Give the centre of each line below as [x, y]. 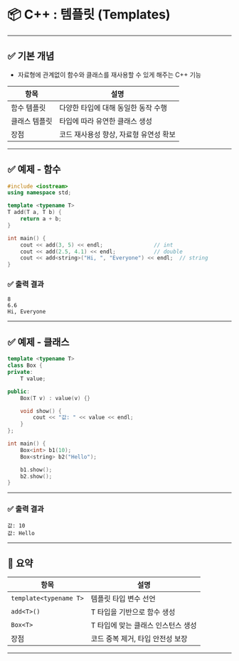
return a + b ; [41, 219]
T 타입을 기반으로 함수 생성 [133, 612]
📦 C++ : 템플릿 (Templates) [89, 15]
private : [20, 372]
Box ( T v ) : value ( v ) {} [55, 398]
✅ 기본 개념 [31, 57]
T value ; [33, 378]
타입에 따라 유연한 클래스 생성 [106, 121]
